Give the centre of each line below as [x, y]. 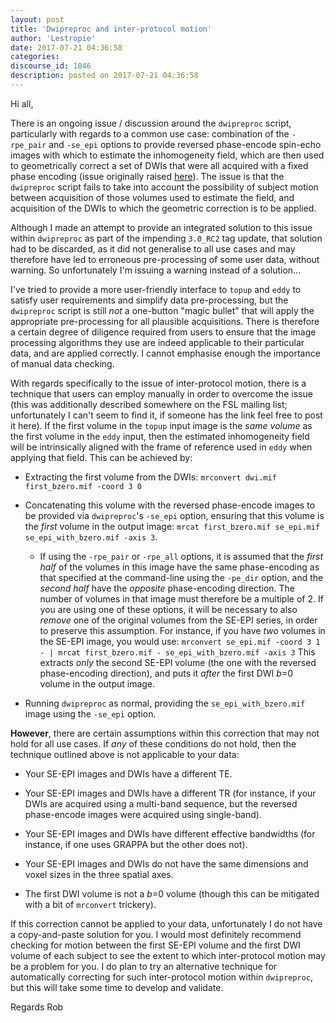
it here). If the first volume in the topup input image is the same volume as [161, 425]
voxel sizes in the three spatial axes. [99, 874]
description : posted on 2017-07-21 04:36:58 [104, 76]
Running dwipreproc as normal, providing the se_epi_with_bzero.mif [165, 703]
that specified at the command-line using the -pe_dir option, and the [181, 577]
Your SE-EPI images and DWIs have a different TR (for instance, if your [170, 793]
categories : [35, 57]
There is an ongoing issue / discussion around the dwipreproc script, [151, 123]
